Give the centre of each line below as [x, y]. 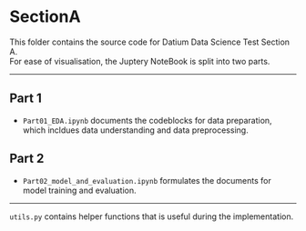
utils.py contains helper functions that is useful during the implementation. [152, 216]
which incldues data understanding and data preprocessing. [135, 130]
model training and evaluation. [79, 190]
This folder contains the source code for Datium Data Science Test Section [149, 42]
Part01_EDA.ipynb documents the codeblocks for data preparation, [147, 120]
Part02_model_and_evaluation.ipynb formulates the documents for [147, 180]
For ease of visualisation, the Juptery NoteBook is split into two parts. [140, 61]
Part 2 [27, 159]
